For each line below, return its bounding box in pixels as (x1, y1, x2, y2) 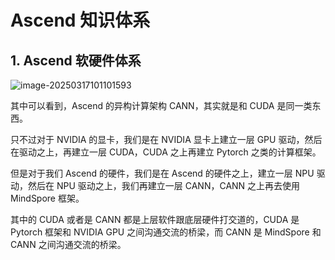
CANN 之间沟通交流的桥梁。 (10, 239, 127, 250)
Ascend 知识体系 (10, 9, 151, 32)
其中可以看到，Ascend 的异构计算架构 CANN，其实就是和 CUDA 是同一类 (10, 100, 313, 111)
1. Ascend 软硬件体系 (10, 52, 142, 69)
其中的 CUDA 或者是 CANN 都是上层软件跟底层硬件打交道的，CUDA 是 (10, 214, 300, 225)
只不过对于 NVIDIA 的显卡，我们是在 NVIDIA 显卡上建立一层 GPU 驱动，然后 (10, 134, 323, 145)
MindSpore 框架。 (10, 192, 85, 204)
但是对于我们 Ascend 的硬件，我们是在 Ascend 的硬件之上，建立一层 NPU (10, 167, 315, 179)
